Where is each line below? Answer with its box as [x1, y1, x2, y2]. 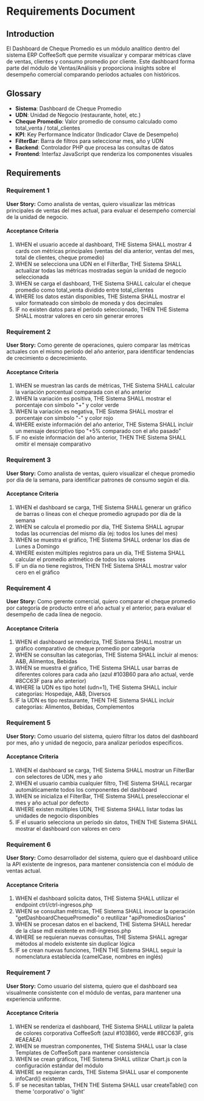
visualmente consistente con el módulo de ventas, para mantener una [6, 989, 181, 996]
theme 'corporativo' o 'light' [15, 1088, 85, 1095]
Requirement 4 [6, 584, 52, 592]
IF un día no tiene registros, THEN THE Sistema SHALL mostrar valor [15, 562, 188, 569]
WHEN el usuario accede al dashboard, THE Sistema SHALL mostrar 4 [15, 240, 192, 248]
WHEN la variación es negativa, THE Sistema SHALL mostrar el [15, 408, 174, 415]
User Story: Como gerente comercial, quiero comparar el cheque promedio [6, 598, 196, 605]
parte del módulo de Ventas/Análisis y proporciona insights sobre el [6, 64, 177, 72]
